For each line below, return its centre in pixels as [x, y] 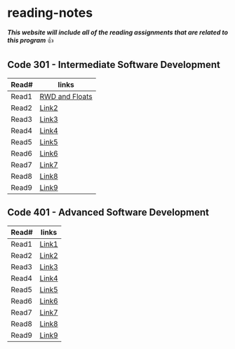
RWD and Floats [66, 96]
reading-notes [50, 13]
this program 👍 [31, 40]
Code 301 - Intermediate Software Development [114, 65]
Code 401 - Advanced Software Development [108, 213]
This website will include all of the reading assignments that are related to [118, 32]
